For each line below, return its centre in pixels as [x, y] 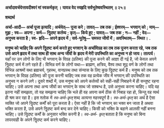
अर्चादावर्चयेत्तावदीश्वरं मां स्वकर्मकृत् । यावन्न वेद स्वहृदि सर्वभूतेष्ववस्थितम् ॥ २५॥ [65, 8]
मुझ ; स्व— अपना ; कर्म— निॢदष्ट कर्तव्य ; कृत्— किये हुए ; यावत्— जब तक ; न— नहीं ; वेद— [78, 33]
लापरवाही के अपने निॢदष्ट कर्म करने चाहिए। [38, 120]
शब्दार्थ [10, 17]
